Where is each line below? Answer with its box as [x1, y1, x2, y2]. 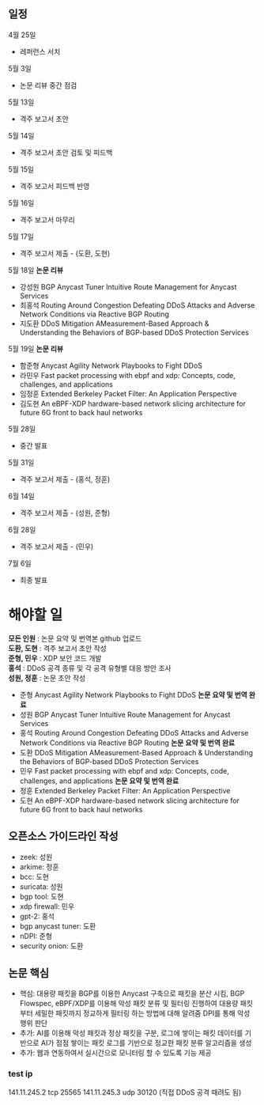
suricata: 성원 [19, 881, 63, 891]
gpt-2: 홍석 [19, 911, 55, 921]
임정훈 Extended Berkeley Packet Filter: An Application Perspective [19, 388, 237, 398]
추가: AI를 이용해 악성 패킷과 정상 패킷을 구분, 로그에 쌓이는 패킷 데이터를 [19, 1028, 243, 1038]
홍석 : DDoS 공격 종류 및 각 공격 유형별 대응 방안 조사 [8, 663, 172, 672]
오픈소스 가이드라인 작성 [8, 830, 119, 843]
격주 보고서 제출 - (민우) [19, 541, 94, 551]
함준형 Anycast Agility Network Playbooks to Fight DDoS [19, 361, 203, 370]
